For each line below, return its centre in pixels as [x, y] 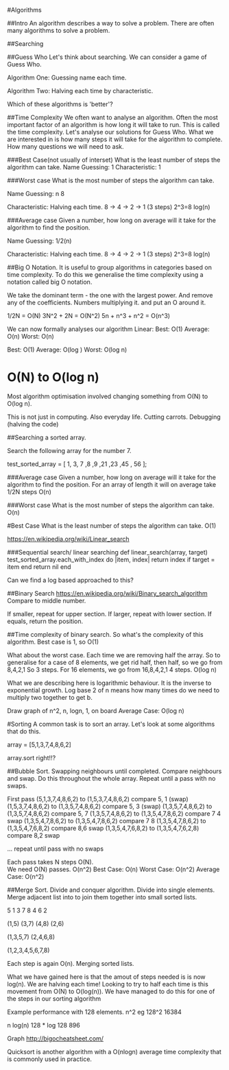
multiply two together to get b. [50, 697]
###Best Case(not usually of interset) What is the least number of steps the [114, 160]
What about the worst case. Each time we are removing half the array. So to [114, 655]
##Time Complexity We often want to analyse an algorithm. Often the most [112, 117]
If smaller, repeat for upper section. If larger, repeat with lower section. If [110, 613]
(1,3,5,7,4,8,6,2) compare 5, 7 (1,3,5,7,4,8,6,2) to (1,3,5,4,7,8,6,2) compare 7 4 [114, 813]
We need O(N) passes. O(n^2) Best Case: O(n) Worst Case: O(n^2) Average [113, 869]
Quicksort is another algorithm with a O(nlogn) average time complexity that [114, 1051]
